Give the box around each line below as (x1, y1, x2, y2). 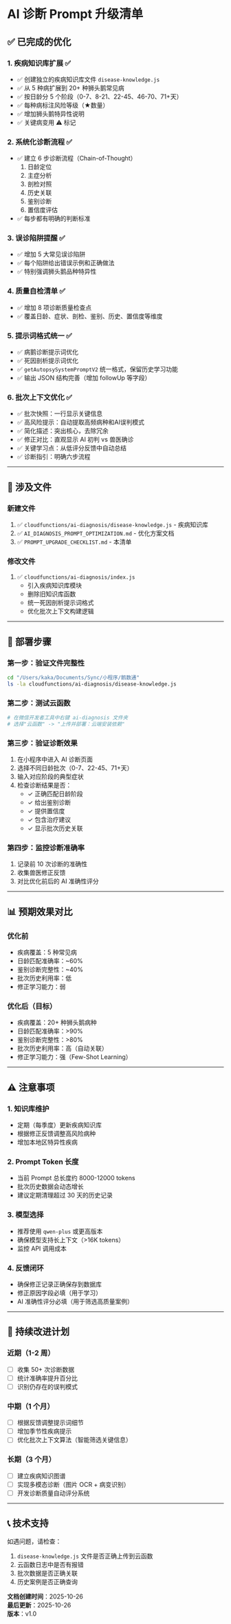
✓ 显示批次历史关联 (27, 824, 83, 832)
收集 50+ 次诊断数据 (16, 1365, 75, 1373)
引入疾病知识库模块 (27, 582, 82, 590)
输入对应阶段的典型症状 (16, 772, 84, 781)
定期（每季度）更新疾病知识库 (16, 1121, 102, 1129)
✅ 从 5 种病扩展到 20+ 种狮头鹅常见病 (16, 83, 125, 92)
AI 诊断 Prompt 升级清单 (7, 6, 144, 22)
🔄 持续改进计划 (7, 1326, 70, 1337)
